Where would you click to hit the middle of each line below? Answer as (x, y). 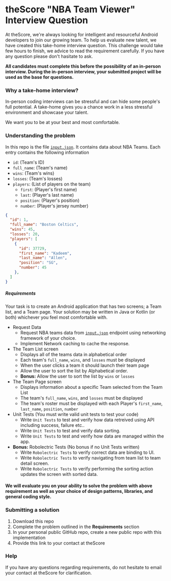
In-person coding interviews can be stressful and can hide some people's (83, 101)
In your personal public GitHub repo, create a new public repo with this (87, 532)
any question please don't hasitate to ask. (49, 56)
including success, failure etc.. (52, 425)
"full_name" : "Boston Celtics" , (44, 225)
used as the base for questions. (40, 77)
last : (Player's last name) (47, 195)
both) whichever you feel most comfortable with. (56, 317)
